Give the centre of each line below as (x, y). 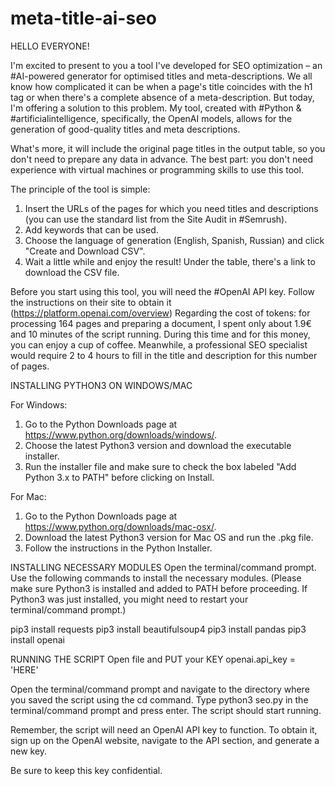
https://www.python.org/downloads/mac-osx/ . (120, 526)
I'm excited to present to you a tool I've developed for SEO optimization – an (166, 65)
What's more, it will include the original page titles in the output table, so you (168, 148)
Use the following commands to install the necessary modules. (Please (156, 578)
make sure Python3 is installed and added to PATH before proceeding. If (159, 588)
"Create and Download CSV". (85, 251)
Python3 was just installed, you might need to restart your (129, 599)
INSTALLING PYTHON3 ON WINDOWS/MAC (101, 385)
